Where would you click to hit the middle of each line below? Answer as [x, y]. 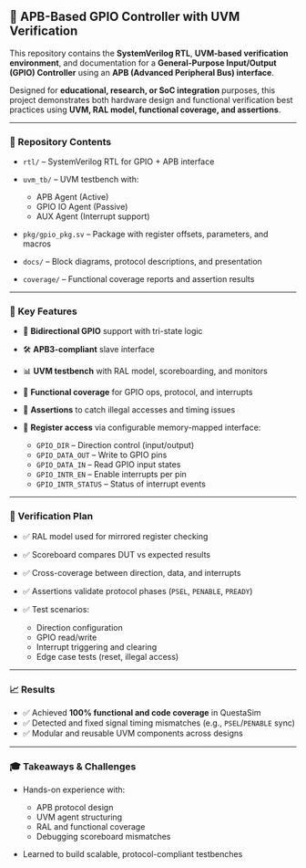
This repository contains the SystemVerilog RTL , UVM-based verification [149, 53]
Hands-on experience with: [74, 790]
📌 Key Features [43, 311]
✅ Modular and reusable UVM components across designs [133, 733]
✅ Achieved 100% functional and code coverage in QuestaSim [142, 712]
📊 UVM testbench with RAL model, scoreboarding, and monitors [145, 371]
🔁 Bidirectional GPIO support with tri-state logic [112, 331]
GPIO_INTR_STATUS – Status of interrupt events [121, 484]
